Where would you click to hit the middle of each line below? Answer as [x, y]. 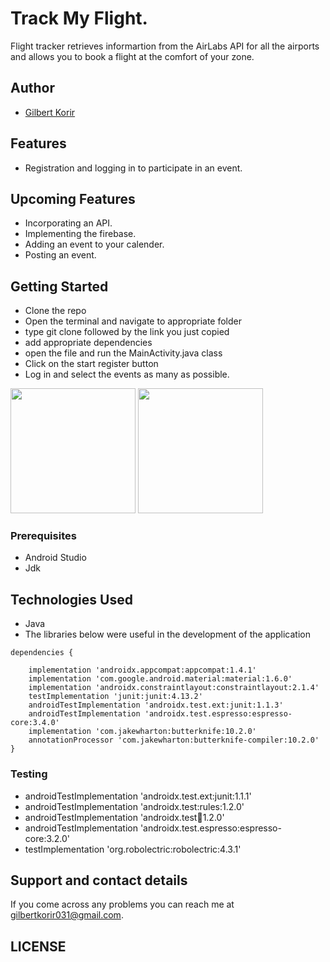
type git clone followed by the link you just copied [127, 332]
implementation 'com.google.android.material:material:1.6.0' [160, 679]
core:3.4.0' [35, 723]
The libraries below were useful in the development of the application [168, 634]
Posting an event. [60, 255]
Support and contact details [99, 880]
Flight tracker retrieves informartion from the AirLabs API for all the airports [165, 46]
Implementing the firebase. [80, 234]
